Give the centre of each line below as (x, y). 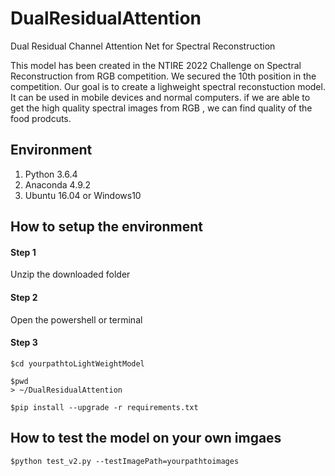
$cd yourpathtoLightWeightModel (77, 363)
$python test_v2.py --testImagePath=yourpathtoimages (125, 461)
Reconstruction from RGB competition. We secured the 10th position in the (163, 76)
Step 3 (24, 343)
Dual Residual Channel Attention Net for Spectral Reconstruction (143, 46)
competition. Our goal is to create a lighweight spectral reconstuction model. (168, 86)
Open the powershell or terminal (76, 319)
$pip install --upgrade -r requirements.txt (104, 407)
